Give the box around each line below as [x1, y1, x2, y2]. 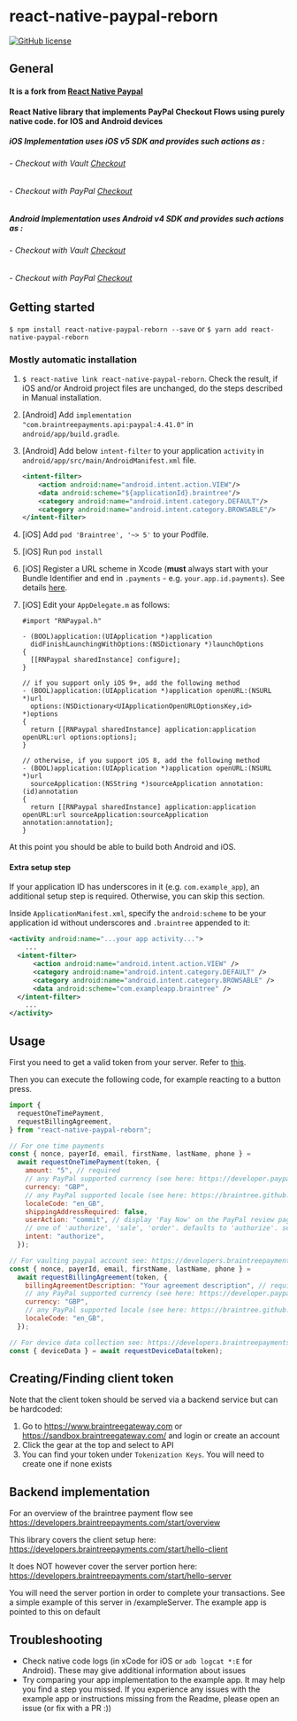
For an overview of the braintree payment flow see [9, 1508, 194, 1519]
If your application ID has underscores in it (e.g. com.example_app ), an [9, 882, 260, 892]
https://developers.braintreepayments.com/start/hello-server [9, 1570, 232, 1581]
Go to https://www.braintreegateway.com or [21, 1421, 183, 1432]
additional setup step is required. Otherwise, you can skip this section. [9, 891, 265, 901]
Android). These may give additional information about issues [21, 1664, 246, 1676]
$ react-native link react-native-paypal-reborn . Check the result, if [21, 374, 278, 385]
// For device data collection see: [9, 1338, 144, 1347]
